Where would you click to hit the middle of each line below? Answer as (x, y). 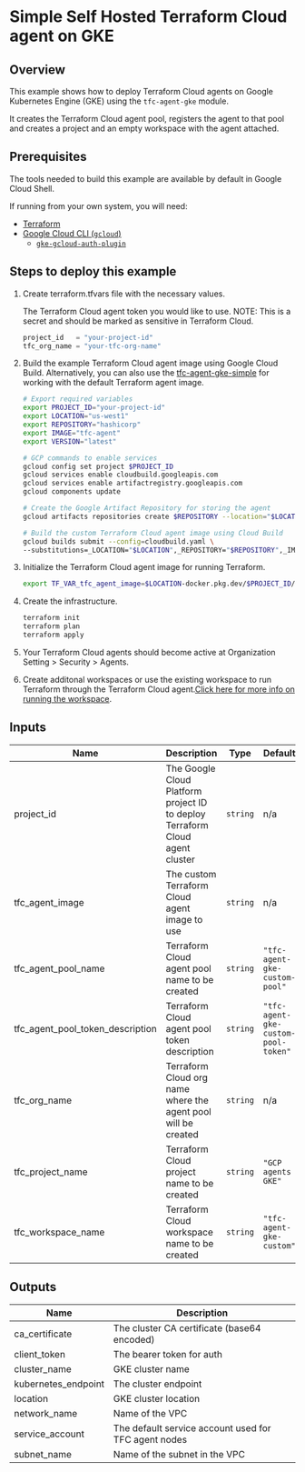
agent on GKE (62, 36)
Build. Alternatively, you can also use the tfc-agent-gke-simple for (146, 373)
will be (179, 1123)
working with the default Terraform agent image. (113, 383)
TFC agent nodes (150, 1439)
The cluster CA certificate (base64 (187, 1327)
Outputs (33, 1287)
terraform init (51, 618)
